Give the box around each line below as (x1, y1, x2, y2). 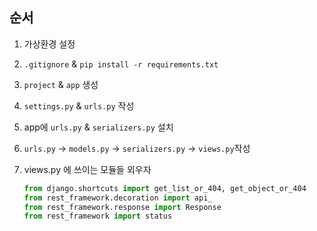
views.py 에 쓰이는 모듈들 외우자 (23, 163, 152, 175)
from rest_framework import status (23, 211, 173, 222)
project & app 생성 (23, 78, 99, 90)
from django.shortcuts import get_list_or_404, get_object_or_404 (23, 183, 307, 193)
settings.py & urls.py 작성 (23, 99, 135, 112)
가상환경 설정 (23, 38, 76, 50)
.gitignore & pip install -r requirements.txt (23, 58, 219, 70)
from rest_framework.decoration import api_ (23, 193, 213, 203)
